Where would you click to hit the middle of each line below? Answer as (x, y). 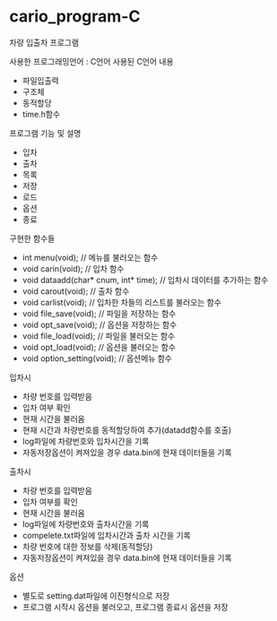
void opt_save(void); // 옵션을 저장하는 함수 (100, 324)
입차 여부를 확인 (50, 501)
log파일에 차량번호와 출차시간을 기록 (86, 524)
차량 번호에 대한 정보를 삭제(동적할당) (87, 546)
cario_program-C (75, 17)
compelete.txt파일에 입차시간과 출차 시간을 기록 (106, 535)
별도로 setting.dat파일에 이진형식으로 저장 (96, 595)
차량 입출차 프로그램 (44, 42)
